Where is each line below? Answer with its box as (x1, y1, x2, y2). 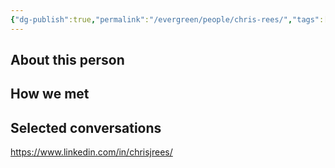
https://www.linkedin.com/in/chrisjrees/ (10, 146, 173, 158)
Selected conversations (10, 119, 162, 136)
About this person (10, 52, 125, 69)
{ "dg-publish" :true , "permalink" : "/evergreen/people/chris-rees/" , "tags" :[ (10, 14, 329, 25)
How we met (10, 86, 90, 103)
